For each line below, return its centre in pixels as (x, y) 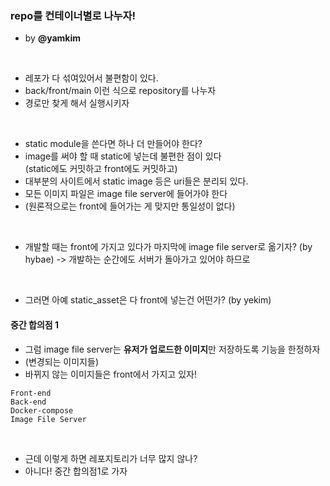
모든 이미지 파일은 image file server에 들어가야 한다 (126, 194)
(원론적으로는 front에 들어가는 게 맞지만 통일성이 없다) (130, 206)
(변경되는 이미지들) (61, 361)
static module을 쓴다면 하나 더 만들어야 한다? (113, 144)
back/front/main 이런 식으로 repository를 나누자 (120, 91)
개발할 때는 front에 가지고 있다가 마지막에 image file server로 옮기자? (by (168, 247)
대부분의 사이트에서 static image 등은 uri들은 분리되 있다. (136, 181)
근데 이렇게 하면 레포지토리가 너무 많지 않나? (111, 458)
